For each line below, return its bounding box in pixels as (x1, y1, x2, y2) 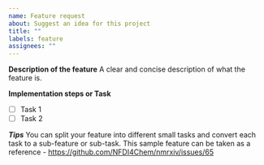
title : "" (8, 27, 42, 35)
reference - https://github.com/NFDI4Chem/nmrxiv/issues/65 (8, 147, 214, 157)
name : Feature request (8, 11, 85, 20)
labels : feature (8, 34, 63, 43)
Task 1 (19, 105, 42, 115)
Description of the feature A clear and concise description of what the (8, 64, 246, 74)
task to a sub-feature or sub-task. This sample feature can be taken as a (8, 139, 251, 149)
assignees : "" (8, 42, 57, 50)
